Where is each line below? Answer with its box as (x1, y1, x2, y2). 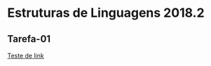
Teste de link (7, 51, 44, 60)
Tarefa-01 (7, 33, 51, 45)
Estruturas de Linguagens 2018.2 (7, 5, 205, 21)
